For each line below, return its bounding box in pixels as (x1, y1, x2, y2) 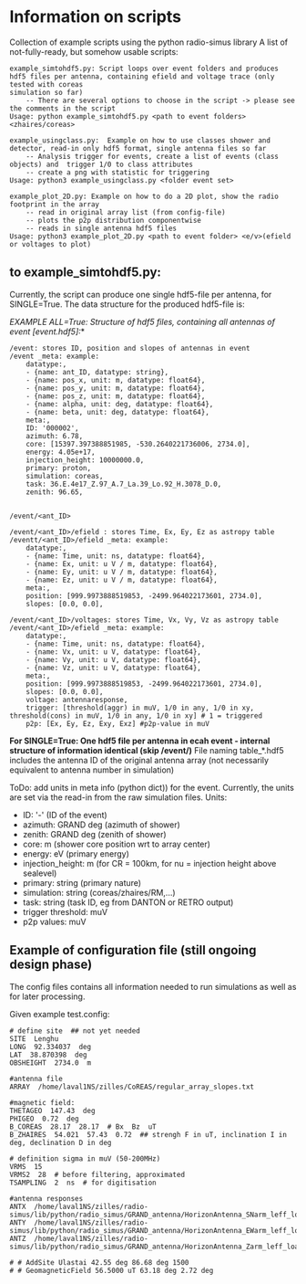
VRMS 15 (9, 1162, 43, 1171)
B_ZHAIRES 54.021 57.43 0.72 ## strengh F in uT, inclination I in (9, 1130, 287, 1139)
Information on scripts (9, 6, 182, 27)
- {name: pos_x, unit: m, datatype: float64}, (25, 375, 206, 384)
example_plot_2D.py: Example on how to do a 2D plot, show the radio (9, 192, 280, 201)
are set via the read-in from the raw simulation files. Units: (9, 792, 228, 803)
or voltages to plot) (9, 239, 92, 248)
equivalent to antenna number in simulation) (9, 764, 175, 775)
